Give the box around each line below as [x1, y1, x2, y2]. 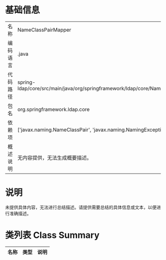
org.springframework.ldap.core [17, 106, 90, 112]
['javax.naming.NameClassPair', [17, 126, 91, 133]
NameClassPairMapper [17, 26, 72, 33]
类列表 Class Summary [5, 230, 100, 241]
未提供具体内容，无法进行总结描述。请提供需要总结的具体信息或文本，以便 [5, 204, 157, 210]
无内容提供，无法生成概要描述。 [17, 154, 92, 161]
